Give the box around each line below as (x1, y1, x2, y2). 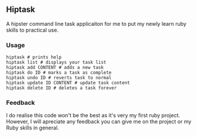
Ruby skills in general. (6, 124, 59, 131)
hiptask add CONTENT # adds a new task (6, 64, 104, 71)
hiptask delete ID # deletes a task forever (6, 85, 117, 91)
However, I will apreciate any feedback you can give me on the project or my (6, 118, 192, 125)
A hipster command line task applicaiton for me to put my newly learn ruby (6, 20, 187, 27)
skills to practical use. (6, 26, 59, 33)
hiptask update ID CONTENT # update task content (6, 80, 131, 86)
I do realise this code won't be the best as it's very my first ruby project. (6, 112, 181, 119)
